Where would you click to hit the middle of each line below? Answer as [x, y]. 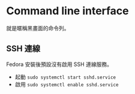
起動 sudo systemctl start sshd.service [65, 77]
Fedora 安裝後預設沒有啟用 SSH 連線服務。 [59, 64]
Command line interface [67, 11]
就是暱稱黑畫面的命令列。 [38, 28]
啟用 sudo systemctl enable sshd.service [67, 84]
